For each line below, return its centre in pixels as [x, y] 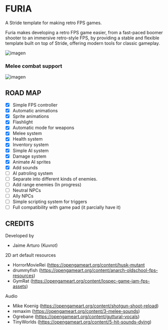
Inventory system [31, 145]
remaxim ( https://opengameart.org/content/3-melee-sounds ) [76, 311]
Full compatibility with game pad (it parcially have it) [67, 208]
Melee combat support [34, 66]
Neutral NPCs [27, 190]
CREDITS [20, 223]
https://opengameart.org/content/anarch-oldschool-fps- [99, 271]
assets [19, 286]
